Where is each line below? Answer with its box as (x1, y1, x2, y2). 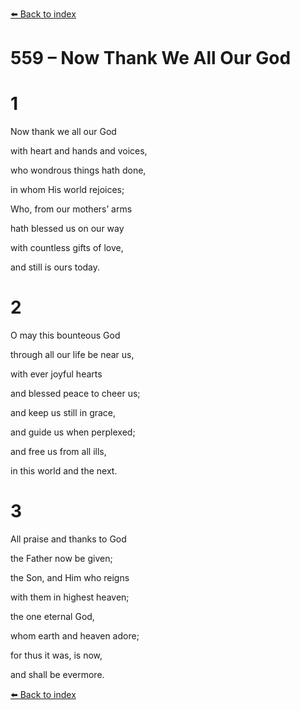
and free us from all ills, (10, 446, 107, 458)
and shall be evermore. (10, 669, 105, 680)
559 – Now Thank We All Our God (10, 47, 292, 70)
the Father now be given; (10, 553, 113, 564)
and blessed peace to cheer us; (10, 388, 141, 400)
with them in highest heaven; (10, 591, 130, 603)
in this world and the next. (10, 465, 118, 477)
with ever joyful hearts (10, 368, 103, 380)
